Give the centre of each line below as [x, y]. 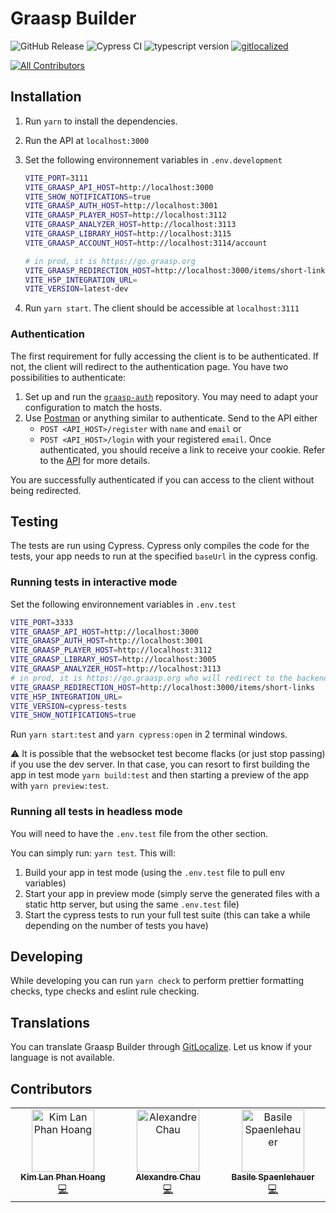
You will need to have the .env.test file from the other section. [139, 833]
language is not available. [62, 1058]
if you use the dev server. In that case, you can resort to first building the [160, 764]
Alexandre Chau [168, 1177]
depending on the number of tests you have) [116, 925]
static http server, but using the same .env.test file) [132, 904]
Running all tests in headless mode [96, 812]
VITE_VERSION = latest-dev [76, 289]
